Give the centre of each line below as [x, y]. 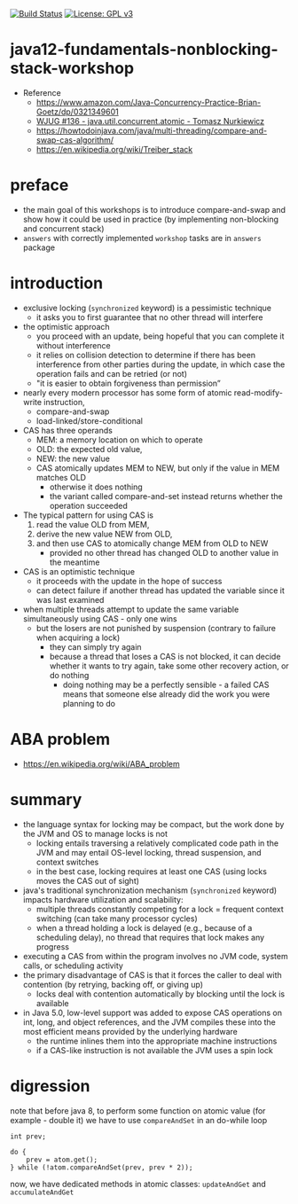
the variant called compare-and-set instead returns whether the [166, 496]
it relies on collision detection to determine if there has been [146, 355]
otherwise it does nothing [96, 487]
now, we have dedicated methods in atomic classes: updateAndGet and [138, 1184]
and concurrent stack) [63, 228]
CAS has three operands [68, 430]
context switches [67, 862]
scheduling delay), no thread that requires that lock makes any [150, 937]
